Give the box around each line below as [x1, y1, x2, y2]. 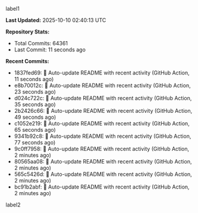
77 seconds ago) [14, 139, 56, 146]
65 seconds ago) [14, 126, 56, 133]
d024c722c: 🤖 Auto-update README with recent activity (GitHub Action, [14, 95, 192, 101]
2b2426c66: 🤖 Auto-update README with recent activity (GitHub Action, [14, 107, 193, 114]
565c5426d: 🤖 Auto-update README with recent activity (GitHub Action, [14, 171, 193, 178]
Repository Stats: [5, 28, 50, 35]
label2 [5, 201, 21, 208]
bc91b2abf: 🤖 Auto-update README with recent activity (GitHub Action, [14, 183, 190, 190]
